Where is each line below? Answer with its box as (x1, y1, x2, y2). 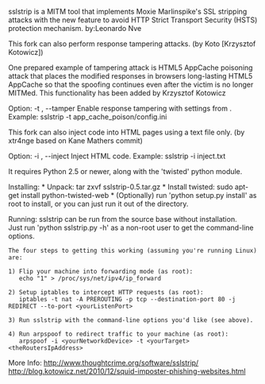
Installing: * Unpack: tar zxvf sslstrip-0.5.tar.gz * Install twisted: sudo (8, 182, 233, 192)
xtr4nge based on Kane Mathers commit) (8, 136, 143, 145)
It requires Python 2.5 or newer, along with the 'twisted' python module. (8, 167, 243, 176)
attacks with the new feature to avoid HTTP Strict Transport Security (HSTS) (8, 15, 258, 25)
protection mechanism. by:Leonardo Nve (8, 24, 142, 33)
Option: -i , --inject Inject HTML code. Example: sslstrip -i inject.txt (8, 151, 226, 161)
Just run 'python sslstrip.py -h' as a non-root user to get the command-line (8, 223, 254, 232)
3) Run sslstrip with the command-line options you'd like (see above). (8, 316, 254, 324)
